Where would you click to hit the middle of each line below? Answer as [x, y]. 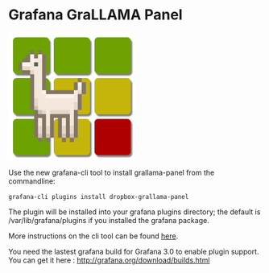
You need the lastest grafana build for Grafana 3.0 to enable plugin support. [134, 251]
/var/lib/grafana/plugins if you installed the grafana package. [109, 220]
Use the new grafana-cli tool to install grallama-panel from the [112, 172]
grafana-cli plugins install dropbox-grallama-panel [99, 196]
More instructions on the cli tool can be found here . [93, 236]
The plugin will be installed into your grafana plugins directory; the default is [134, 212]
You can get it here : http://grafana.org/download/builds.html [109, 260]
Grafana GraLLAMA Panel [95, 15]
